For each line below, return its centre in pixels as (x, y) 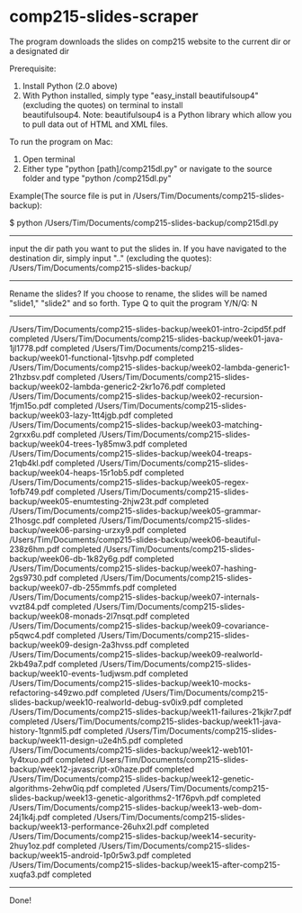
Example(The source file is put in (70, 195)
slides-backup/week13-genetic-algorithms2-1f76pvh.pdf (115, 798)
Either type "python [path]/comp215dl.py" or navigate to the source (147, 168)
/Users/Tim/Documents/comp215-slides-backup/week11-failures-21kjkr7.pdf (151, 711)
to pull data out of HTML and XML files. (95, 124)
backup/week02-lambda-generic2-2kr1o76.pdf (97, 386)
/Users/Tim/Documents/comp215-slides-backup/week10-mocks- (130, 682)
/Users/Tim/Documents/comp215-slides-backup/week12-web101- (131, 750)
